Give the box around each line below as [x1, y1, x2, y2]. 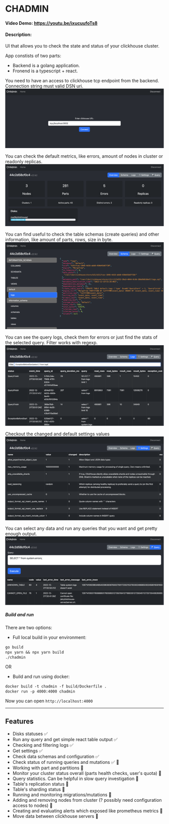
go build [5, 645, 24, 650]
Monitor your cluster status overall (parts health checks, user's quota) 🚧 [12, 770, 162, 776]
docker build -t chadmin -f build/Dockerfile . [5, 683, 107, 689]
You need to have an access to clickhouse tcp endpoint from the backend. [5, 77, 159, 83]
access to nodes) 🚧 [12, 802, 53, 808]
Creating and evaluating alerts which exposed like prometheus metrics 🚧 [12, 807, 163, 814]
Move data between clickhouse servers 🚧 [12, 813, 99, 819]
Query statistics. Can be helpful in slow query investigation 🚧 [12, 775, 139, 782]
